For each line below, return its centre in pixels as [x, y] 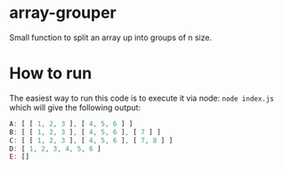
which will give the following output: [75, 107]
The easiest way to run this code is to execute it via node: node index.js [141, 98]
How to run [51, 73]
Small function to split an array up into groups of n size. [110, 37]
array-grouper [63, 13]
